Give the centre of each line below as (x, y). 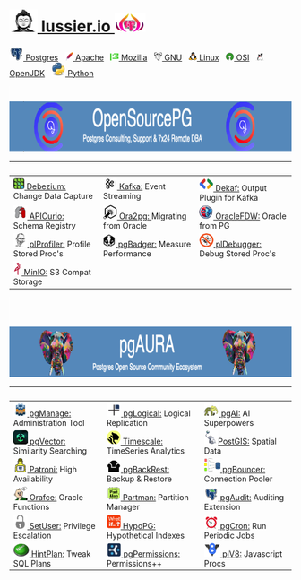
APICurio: (47, 216)
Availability (33, 479)
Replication (127, 422)
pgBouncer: (244, 470)
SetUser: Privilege (62, 525)
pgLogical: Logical (157, 413)
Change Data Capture (53, 196)
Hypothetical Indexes (146, 535)
